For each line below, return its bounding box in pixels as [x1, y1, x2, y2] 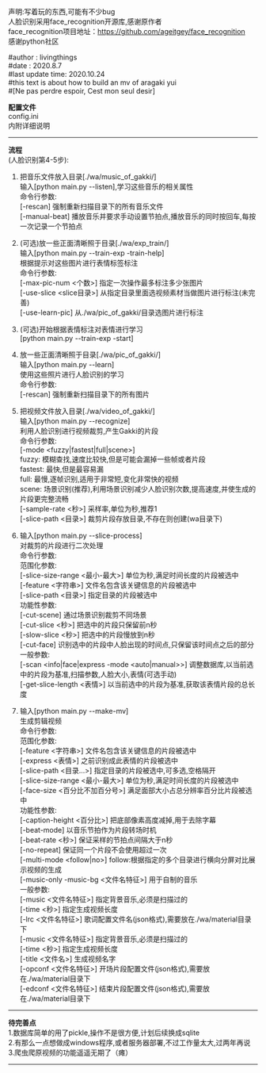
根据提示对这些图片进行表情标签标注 [19, 259, 139, 267]
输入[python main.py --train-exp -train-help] [19, 248, 165, 258]
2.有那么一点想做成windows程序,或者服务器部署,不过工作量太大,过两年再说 [8, 1038, 251, 1047]
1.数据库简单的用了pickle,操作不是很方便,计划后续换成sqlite [8, 1028, 200, 1037]
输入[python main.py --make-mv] [19, 707, 129, 715]
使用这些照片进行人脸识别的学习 [19, 370, 124, 379]
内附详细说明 [8, 121, 50, 130]
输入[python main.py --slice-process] [19, 531, 142, 540]
